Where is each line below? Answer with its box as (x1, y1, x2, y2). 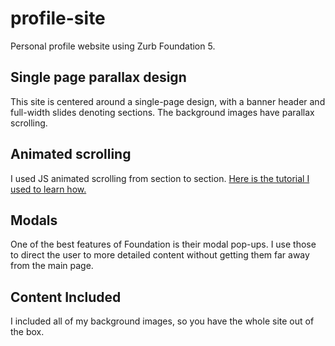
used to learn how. (10, 183, 87, 195)
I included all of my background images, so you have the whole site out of (10, 315, 315, 327)
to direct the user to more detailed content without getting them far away (10, 249, 310, 261)
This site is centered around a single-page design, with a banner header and (10, 95, 326, 107)
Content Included (10, 288, 122, 306)
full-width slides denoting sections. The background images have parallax (10, 106, 315, 118)
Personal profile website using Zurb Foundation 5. (10, 40, 216, 52)
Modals (10, 212, 58, 229)
